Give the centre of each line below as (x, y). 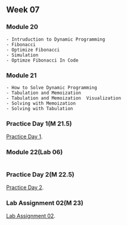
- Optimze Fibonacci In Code (42, 60)
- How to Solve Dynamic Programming (52, 87)
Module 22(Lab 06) (35, 152)
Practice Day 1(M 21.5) (39, 123)
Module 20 (22, 27)
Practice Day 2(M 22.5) (40, 174)
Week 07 (23, 10)
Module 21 (21, 75)
